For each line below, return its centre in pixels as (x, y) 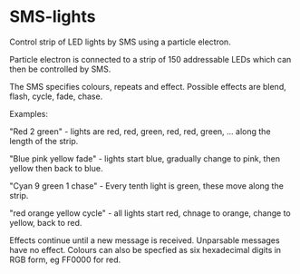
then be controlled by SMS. (60, 69)
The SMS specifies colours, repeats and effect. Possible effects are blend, (148, 86)
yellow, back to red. (46, 222)
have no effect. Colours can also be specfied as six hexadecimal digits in (145, 250)
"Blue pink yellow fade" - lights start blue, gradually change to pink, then (145, 158)
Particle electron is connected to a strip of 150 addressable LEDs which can (150, 59)
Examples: (29, 113)
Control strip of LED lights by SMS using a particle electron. (120, 42)
